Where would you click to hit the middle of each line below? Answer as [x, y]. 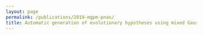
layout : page [22, 12]
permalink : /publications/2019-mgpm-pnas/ [60, 17]
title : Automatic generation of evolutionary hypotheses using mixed [95, 23]
